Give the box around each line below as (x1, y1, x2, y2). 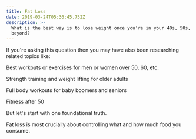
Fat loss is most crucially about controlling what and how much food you (6, 121, 182, 128)
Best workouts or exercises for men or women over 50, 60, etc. (6, 64, 159, 71)
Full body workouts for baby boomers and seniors (6, 87, 127, 94)
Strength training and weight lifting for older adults (6, 76, 128, 83)
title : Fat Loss (6, 8, 46, 15)
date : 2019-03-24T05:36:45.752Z (6, 14, 85, 20)
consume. (6, 127, 31, 134)
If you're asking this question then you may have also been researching (6, 46, 180, 53)
